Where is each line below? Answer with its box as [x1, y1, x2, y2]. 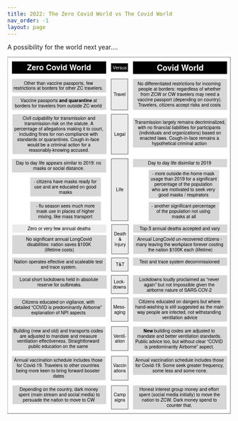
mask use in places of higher [36, 207, 95, 215]
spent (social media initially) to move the [139, 391, 221, 398]
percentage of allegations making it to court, [13, 125, 104, 133]
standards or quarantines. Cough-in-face [17, 135, 100, 143]
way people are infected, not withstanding [137, 308, 222, 316]
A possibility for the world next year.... [7, 43, 118, 52]
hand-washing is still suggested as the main [135, 303, 225, 310]
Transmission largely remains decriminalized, [134, 118, 226, 126]
